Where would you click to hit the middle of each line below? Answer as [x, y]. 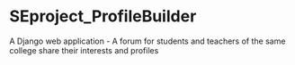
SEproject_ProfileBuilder [103, 16]
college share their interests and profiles [84, 50]
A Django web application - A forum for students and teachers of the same [147, 41]
